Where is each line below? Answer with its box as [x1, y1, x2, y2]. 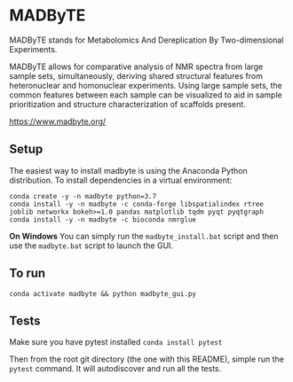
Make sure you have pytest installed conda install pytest [9, 337, 223, 347]
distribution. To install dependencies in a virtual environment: [9, 175, 233, 185]
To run [9, 266, 46, 281]
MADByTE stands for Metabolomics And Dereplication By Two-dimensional [9, 35, 284, 45]
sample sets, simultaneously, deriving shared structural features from [9, 70, 264, 81]
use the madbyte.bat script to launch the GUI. [9, 240, 174, 251]
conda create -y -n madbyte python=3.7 [9, 191, 157, 200]
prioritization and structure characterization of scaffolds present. [9, 98, 246, 109]
